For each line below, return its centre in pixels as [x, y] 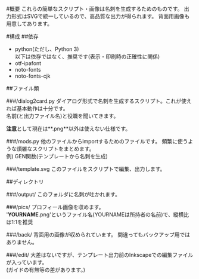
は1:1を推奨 [20, 222]
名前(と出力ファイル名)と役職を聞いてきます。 [63, 116]
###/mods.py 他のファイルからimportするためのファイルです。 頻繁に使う [97, 141]
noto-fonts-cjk [32, 76]
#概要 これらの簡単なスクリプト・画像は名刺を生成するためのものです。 [94, 9]
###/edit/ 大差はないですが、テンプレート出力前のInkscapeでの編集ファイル [100, 255]
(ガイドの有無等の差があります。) [46, 270]
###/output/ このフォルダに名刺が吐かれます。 [63, 194]
